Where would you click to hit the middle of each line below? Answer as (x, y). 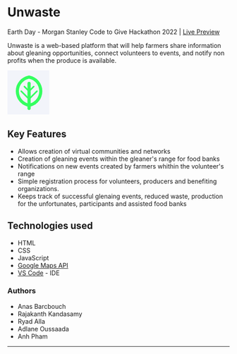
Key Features (37, 134)
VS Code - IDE (38, 273)
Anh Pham (32, 336)
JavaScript (33, 257)
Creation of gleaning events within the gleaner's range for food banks (119, 159)
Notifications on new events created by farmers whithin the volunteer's (121, 166)
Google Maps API (43, 265)
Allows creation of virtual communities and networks (94, 151)
